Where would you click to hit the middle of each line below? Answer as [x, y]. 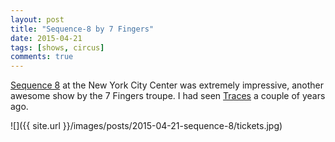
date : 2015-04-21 [46, 38]
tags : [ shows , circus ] [57, 47]
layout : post [37, 19]
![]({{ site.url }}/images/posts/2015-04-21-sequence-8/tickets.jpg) [146, 126]
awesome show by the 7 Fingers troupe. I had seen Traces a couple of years [168, 96]
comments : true [42, 57]
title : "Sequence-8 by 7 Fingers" [82, 29]
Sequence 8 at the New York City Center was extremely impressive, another [167, 85]
